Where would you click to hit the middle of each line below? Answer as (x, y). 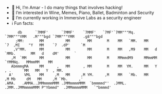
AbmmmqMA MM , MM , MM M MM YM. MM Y (84, 66)
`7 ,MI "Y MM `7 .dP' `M (45, 45)
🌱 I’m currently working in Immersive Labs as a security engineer (77, 18)
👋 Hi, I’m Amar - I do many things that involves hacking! (67, 8)
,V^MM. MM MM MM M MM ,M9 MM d (85, 49)
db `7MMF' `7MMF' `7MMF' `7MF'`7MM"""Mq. (76, 32)
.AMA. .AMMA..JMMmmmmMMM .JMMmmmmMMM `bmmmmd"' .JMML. (66, 83)
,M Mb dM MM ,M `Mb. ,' (44, 79)
